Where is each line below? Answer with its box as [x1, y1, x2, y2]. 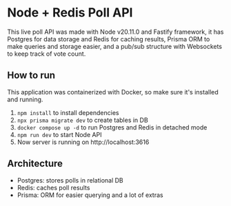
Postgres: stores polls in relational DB [17, 176, 124, 184]
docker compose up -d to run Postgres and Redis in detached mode [17, 123, 208, 132]
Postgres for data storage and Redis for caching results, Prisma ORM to [7, 34, 210, 43]
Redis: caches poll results [17, 183, 90, 192]
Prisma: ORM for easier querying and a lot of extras [17, 191, 163, 199]
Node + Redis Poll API [7, 5, 133, 21]
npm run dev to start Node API [17, 130, 102, 138]
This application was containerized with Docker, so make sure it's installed [7, 87, 219, 96]
